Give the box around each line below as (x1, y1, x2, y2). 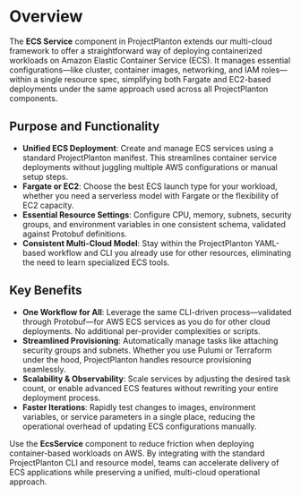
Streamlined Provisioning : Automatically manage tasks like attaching (21, 335, 279, 346)
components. (9, 92, 58, 104)
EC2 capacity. (21, 200, 74, 210)
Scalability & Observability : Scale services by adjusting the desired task (21, 373, 291, 384)
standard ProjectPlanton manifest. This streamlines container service (21, 152, 278, 163)
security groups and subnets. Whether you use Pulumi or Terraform (21, 345, 272, 355)
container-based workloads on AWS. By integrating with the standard (9, 448, 265, 458)
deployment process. (21, 392, 101, 403)
